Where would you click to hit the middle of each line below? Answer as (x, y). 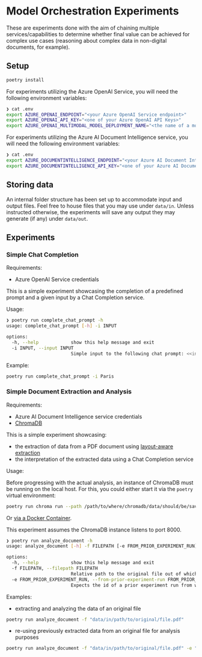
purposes (27, 637)
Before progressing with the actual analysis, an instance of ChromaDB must (100, 482)
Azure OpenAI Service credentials (57, 279)
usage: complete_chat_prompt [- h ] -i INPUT (62, 326)
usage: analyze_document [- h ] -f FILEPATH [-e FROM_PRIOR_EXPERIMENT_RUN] (102, 546)
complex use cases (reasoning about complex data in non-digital (87, 40)
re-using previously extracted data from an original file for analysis (97, 631)
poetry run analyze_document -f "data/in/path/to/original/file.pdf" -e (99, 649)
